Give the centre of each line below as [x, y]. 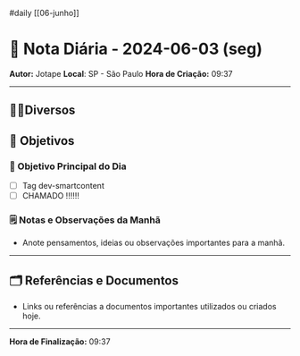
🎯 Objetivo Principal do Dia [68, 166]
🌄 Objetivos [42, 141]
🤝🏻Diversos [42, 110]
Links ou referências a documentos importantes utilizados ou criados [149, 307]
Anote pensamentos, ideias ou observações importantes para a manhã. [154, 243]
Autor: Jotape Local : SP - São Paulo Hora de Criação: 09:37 [121, 73]
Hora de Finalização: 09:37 [60, 342]
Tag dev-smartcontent [63, 186]
